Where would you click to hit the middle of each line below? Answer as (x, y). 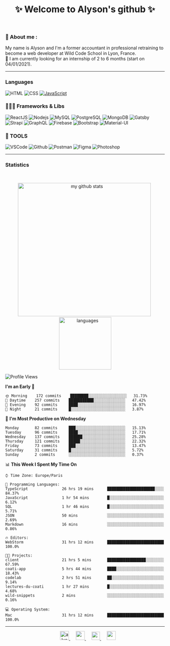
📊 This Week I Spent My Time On (41, 464)
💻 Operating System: (28, 610)
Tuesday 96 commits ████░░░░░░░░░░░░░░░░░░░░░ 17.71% (75, 433)
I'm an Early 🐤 (20, 386)
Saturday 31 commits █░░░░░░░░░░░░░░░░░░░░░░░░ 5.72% (74, 450)
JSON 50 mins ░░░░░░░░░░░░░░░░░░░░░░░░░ (85, 516)
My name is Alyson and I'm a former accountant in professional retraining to (84, 48)
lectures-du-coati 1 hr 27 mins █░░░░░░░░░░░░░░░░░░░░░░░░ (85, 587)
